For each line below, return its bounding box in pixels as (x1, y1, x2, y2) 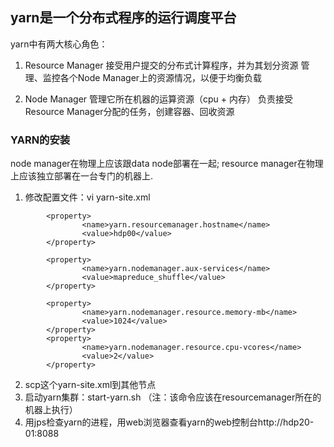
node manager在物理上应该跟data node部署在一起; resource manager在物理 (10, 158, 324, 170)
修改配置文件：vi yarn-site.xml (24, 191, 151, 203)
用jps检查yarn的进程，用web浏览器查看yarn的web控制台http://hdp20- (24, 416, 315, 428)
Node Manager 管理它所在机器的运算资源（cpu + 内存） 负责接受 (24, 93, 293, 105)
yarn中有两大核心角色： (10, 38, 108, 50)
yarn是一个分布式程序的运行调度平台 (10, 9, 237, 27)
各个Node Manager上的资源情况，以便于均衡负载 (59, 71, 263, 83)
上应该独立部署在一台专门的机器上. (10, 170, 154, 182)
